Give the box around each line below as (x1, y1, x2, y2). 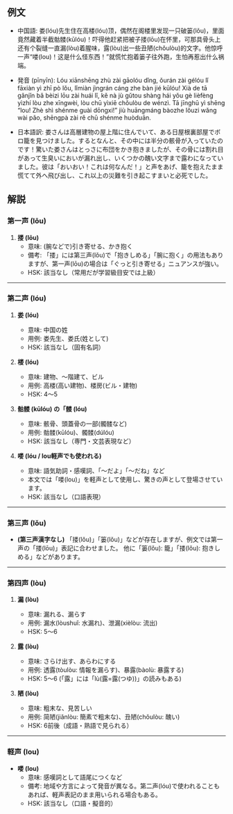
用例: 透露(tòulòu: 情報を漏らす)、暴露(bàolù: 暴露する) (27, 666, 184, 674)
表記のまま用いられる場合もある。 (64, 790, 162, 799)
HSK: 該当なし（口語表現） (27, 493, 105, 501)
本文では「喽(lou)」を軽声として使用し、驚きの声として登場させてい (27, 475, 223, 484)
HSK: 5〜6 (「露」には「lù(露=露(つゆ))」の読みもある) (27, 674, 182, 683)
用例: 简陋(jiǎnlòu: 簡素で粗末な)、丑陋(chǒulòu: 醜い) (27, 712, 180, 721)
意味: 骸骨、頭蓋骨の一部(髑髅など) (27, 420, 127, 428)
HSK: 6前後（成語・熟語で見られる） (27, 721, 133, 730)
